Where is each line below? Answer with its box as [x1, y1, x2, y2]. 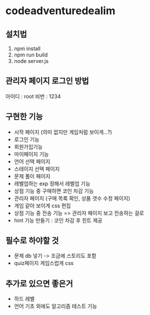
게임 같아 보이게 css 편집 [13, 202, 71, 209]
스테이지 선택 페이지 [13, 165, 60, 172]
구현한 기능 [5, 112, 43, 122]
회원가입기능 [13, 143, 43, 150]
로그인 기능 [13, 135, 40, 142]
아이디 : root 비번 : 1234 [5, 92, 61, 100]
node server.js [13, 58, 49, 64]
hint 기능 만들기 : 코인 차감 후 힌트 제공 [13, 217, 103, 224]
